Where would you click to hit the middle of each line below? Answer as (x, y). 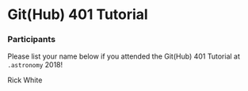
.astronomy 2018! (35, 65)
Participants (32, 40)
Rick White (25, 80)
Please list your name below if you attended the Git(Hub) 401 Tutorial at (124, 56)
